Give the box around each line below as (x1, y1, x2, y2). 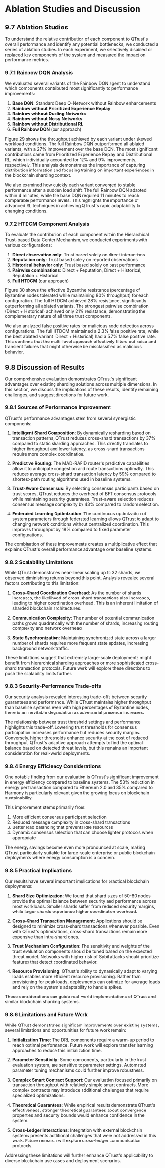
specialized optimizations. (12, 1092, 65, 1099)
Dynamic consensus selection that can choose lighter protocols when (12, 829, 154, 835)
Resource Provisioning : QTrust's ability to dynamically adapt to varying (12, 968, 157, 974)
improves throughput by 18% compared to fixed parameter (12, 526, 131, 532)
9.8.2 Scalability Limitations (5, 559, 74, 566)
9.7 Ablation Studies (5, 23, 69, 31)
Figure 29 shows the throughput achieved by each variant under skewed (5, 136, 152, 142)
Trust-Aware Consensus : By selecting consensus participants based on (12, 485, 159, 491)
